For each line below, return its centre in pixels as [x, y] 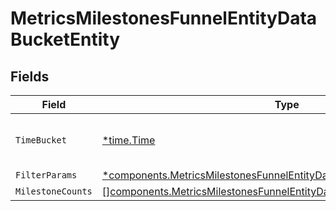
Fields [30, 76]
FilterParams [46, 175]
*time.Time [128, 140]
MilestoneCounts [54, 191]
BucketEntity [65, 39]
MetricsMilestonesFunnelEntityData [164, 18]
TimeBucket [41, 140]
